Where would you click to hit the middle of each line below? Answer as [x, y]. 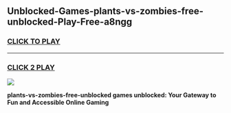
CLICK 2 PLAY [31, 67]
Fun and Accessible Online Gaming [58, 102]
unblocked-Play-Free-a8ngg [70, 22]
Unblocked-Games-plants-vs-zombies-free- [106, 11]
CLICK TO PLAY [34, 42]
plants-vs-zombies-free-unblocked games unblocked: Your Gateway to [112, 95]
